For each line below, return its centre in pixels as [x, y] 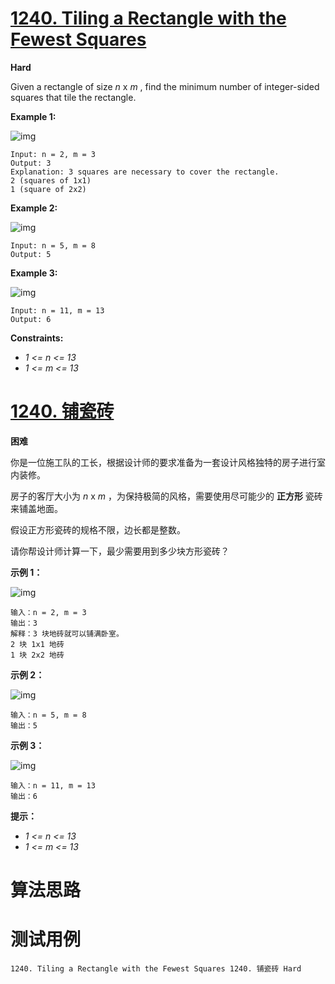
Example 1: [33, 116]
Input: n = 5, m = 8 [53, 245]
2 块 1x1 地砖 [37, 644]
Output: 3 [31, 163]
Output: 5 [31, 254]
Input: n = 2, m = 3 [53, 154]
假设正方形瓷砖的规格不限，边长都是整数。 [98, 529]
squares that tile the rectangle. [73, 97]
